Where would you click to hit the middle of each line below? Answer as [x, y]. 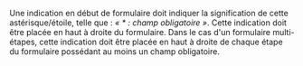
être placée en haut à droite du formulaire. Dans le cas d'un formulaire [140, 32]
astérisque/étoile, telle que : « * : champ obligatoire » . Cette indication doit [148, 23]
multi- [284, 32]
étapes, [24, 42]
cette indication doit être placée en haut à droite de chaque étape [161, 42]
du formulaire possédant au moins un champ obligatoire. [114, 52]
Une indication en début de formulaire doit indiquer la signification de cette [149, 13]
